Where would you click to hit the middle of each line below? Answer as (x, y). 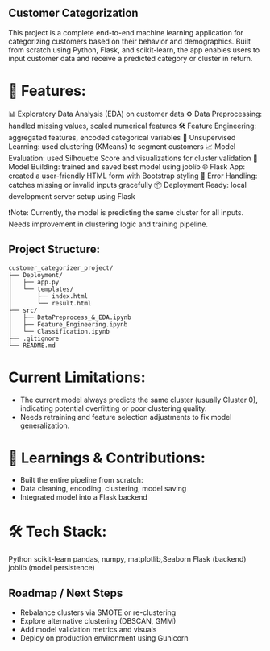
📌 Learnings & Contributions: (107, 458)
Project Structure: (54, 249)
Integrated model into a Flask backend (83, 497)
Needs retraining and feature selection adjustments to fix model (126, 417)
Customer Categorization (73, 13)
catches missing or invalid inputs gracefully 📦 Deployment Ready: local (128, 185)
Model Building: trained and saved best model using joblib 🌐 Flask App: (127, 166)
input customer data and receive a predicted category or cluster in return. (131, 58)
